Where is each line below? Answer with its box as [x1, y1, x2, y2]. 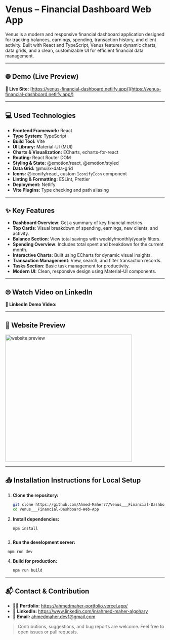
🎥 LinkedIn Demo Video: [5, 301, 57, 308]
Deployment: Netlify [12, 181, 56, 188]
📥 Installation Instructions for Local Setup [5, 476, 141, 485]
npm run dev [7, 549, 33, 554]
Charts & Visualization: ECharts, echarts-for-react [12, 149, 119, 155]
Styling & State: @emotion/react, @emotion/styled [12, 160, 119, 166]
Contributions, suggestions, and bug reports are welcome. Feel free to [17, 624, 164, 630]
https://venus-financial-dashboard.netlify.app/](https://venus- [32, 85, 161, 92]
